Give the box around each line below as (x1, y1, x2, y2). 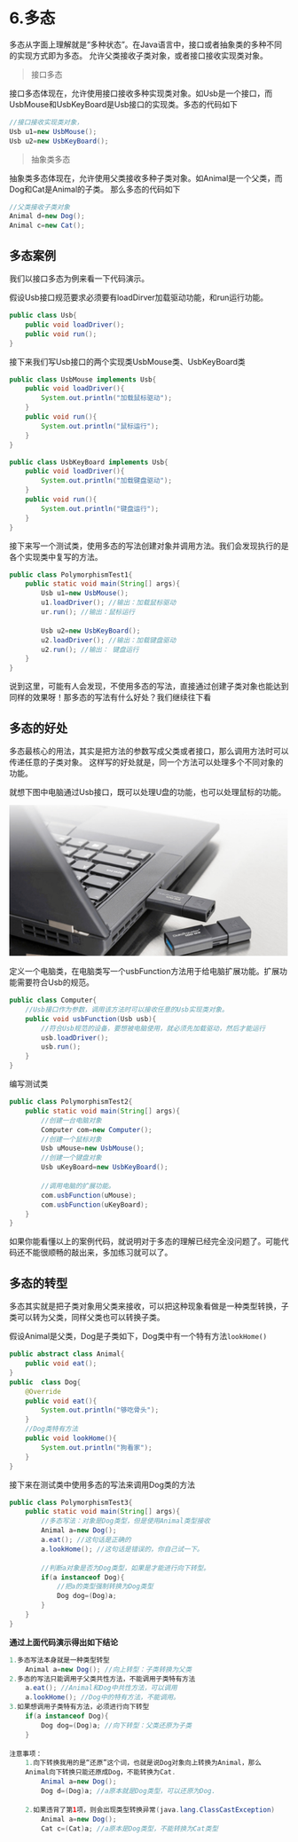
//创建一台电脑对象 (41, 1115, 102, 1125)
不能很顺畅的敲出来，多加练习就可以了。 (24, 1248, 173, 1258)
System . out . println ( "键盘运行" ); (41, 504, 160, 513)
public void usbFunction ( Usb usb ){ (25, 1014, 157, 1023)
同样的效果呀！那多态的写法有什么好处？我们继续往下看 (9, 692, 211, 703)
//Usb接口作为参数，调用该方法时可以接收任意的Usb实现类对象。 (25, 1004, 229, 1014)
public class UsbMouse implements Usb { (9, 374, 157, 384)
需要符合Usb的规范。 (16, 977, 95, 988)
